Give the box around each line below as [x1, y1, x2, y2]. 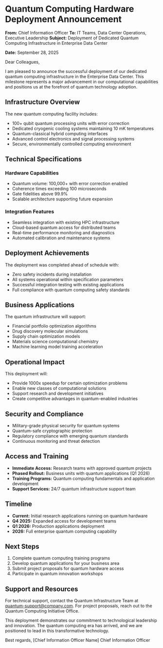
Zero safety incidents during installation [12, 271, 92, 277]
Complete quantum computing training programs [12, 555, 110, 561]
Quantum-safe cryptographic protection [12, 428, 92, 434]
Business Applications [5, 300, 74, 309]
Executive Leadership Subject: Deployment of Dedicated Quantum [5, 35, 139, 41]
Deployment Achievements [5, 249, 90, 257]
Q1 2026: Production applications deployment [12, 523, 105, 529]
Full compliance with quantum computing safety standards [12, 287, 130, 293]
